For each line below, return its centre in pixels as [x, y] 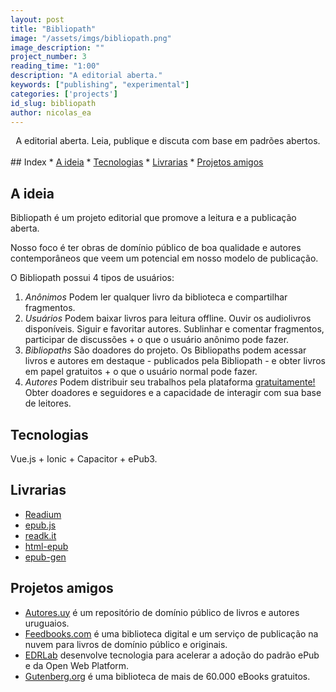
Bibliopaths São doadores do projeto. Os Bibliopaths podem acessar [165, 350]
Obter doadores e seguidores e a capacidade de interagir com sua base [173, 393]
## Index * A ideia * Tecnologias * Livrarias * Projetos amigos [137, 162]
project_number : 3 [48, 57]
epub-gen [45, 557]
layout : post [37, 19]
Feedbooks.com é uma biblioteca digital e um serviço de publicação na [171, 633]
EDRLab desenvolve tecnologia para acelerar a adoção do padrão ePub [172, 655]
